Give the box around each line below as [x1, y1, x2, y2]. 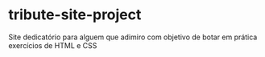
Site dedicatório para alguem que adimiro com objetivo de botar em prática [8, 32, 258, 42]
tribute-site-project [8, 6, 142, 24]
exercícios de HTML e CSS [8, 40, 97, 50]
